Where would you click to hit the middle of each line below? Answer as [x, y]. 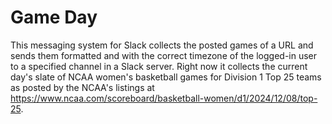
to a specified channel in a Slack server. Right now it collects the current [159, 66]
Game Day [54, 17]
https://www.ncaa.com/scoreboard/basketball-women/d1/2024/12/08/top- [164, 98]
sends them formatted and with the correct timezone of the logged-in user [164, 55]
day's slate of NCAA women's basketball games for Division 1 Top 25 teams [166, 77]
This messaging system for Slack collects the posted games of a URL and [162, 45]
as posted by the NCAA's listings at [82, 87]
